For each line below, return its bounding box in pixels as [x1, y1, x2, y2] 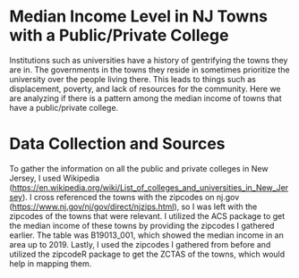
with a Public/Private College [9, 25, 229, 46]
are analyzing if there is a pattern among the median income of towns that [9, 92, 282, 104]
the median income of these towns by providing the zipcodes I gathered [9, 220, 275, 231]
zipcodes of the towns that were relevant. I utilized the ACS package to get [9, 210, 286, 221]
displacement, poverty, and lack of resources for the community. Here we [9, 83, 281, 94]
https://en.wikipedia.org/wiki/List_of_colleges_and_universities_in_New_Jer [12, 181, 289, 193]
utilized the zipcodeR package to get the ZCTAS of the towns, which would [9, 249, 286, 259]
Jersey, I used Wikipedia [9, 173, 100, 183]
